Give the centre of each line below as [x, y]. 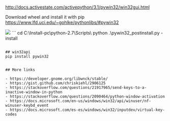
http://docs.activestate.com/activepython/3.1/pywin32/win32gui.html [78, 7]
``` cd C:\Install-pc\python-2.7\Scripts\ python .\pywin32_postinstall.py [86, 33]
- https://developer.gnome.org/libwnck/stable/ [57, 79]
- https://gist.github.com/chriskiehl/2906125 [55, 83]
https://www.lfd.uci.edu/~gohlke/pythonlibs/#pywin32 [62, 22]
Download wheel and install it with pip [45, 17]
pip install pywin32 [27, 57]
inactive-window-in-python [34, 92]
